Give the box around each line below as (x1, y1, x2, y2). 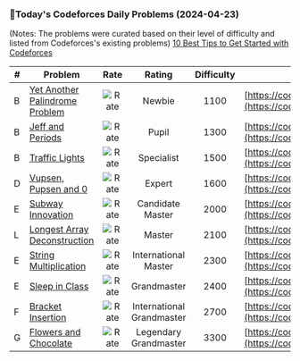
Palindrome (29, 95, 78, 107)
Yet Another (29, 84, 79, 97)
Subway (29, 197, 64, 210)
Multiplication (29, 260, 87, 273)
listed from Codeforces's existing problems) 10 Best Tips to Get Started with (9, 38, 289, 48)
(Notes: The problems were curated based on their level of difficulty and (9, 29, 275, 39)
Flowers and (29, 326, 81, 339)
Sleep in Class (29, 281, 89, 293)
